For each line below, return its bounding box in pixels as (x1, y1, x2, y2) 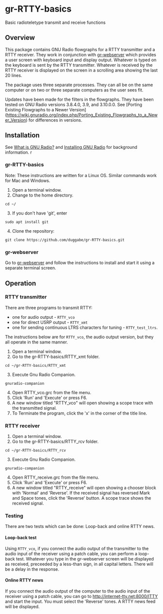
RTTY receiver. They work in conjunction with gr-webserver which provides (5, 52, 156, 57)
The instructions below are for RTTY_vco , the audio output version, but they (5, 334, 154, 340)
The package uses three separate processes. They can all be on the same (5, 82, 153, 88)
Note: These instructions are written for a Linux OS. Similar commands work (5, 172, 157, 178)
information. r (5, 149, 33, 155)
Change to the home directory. (12, 192, 74, 198)
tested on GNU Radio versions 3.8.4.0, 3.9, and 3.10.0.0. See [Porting (5, 101, 142, 108)
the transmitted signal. (12, 405, 57, 411)
